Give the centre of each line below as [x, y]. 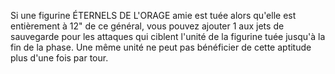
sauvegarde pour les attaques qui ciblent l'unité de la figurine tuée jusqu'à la [168, 36]
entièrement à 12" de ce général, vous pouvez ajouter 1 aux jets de [147, 26]
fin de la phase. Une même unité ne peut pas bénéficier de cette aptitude [161, 47]
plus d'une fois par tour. [59, 58]
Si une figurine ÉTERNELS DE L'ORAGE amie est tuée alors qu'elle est [153, 15]
